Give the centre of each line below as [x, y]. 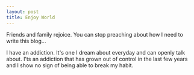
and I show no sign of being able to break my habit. [70, 65]
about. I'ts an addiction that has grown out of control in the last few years [97, 59]
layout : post [23, 12]
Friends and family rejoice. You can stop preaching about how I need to [95, 34]
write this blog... [26, 41]
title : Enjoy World [31, 17]
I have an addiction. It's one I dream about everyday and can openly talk [96, 52]
